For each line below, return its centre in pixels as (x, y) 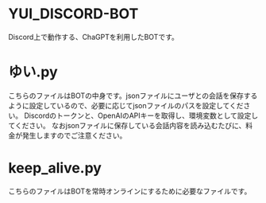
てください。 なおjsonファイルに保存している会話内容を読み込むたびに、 (127, 125)
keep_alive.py (55, 168)
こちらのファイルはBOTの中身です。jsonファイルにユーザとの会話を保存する (133, 96)
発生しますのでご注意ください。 (74, 135)
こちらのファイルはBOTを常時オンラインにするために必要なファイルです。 (130, 191)
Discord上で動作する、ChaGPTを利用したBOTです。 (93, 37)
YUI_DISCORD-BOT (73, 14)
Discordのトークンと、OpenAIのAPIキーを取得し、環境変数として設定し (141, 115)
